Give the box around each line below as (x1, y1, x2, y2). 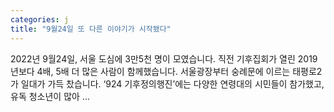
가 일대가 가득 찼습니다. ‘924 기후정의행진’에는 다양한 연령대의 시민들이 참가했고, (10, 77, 325, 90)
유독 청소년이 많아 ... (10, 90, 90, 102)
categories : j (10, 14, 70, 25)
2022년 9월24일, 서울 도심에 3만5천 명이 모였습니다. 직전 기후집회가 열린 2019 (10, 52, 318, 65)
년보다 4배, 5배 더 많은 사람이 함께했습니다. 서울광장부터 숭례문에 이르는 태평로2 (10, 65, 323, 77)
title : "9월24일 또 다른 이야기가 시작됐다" (10, 24, 172, 34)
